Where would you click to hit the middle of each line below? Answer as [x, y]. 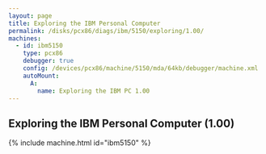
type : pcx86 [43, 53]
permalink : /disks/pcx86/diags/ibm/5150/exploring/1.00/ [106, 31]
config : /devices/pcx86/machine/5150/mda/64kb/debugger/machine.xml [141, 69]
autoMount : [41, 76]
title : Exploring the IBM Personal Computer [84, 23]
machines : [25, 38]
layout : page [30, 16]
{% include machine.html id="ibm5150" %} [80, 143]
